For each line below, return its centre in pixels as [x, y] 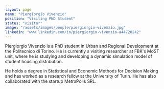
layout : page [18, 9]
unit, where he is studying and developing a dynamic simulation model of [79, 56]
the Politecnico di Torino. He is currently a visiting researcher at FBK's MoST [82, 51]
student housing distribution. [34, 62]
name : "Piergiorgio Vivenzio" [36, 14]
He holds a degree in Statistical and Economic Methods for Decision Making [82, 71]
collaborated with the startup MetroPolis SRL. [51, 81]
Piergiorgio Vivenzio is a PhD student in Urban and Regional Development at [82, 46]
